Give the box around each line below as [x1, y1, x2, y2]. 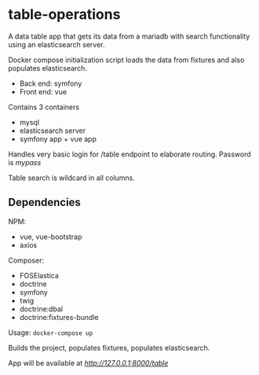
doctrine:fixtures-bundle [19, 312, 100, 322]
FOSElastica [19, 270, 59, 280]
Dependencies [8, 196, 81, 209]
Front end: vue [19, 86, 67, 96]
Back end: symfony [19, 79, 82, 88]
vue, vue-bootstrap [19, 232, 82, 241]
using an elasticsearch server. [8, 39, 105, 49]
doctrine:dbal [19, 304, 64, 314]
